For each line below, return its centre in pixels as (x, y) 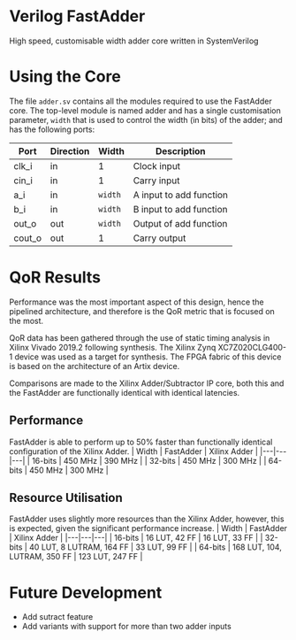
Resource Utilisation (66, 498)
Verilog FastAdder (77, 16)
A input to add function (180, 195)
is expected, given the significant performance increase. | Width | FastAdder (148, 528)
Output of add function (180, 223)
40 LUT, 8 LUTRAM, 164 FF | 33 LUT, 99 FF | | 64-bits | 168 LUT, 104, (156, 547)
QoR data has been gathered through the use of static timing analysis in (140, 337)
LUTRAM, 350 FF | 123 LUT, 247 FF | (76, 557)
